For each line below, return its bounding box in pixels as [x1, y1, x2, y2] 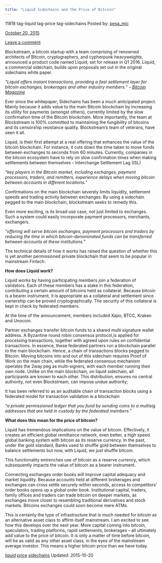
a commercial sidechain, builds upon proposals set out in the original [5, 64, 142, 70]
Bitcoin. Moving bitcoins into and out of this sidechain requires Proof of [5, 353, 147, 359]
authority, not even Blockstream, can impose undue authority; [5, 379, 128, 385]
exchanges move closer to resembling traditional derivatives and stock [5, 497, 146, 503]
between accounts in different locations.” [5, 179, 88, 185]
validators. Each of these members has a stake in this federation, [5, 282, 134, 288]
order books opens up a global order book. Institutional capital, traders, [5, 487, 147, 493]
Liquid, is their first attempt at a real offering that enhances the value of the [5, 139, 155, 145]
